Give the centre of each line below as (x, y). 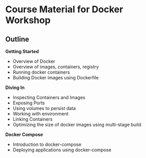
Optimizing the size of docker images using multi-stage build (77, 125)
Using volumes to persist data (44, 108)
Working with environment (40, 114)
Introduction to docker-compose (47, 144)
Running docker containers (41, 72)
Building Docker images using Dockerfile (56, 77)
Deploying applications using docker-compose (62, 150)
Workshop (28, 20)
